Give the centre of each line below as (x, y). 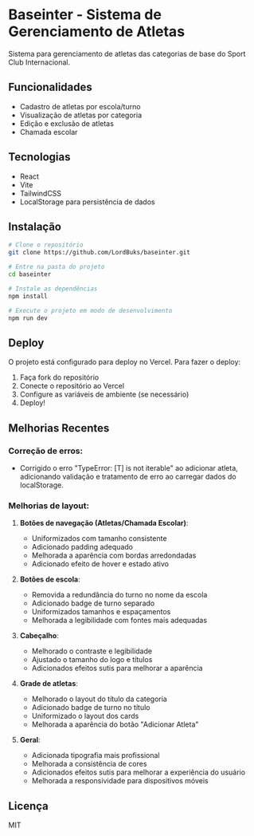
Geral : (30, 740)
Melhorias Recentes (59, 428)
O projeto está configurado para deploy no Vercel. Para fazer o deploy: (125, 362)
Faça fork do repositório (59, 377)
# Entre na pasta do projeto (57, 267)
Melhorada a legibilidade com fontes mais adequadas (119, 621)
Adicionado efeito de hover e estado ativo (100, 564)
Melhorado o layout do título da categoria (99, 699)
